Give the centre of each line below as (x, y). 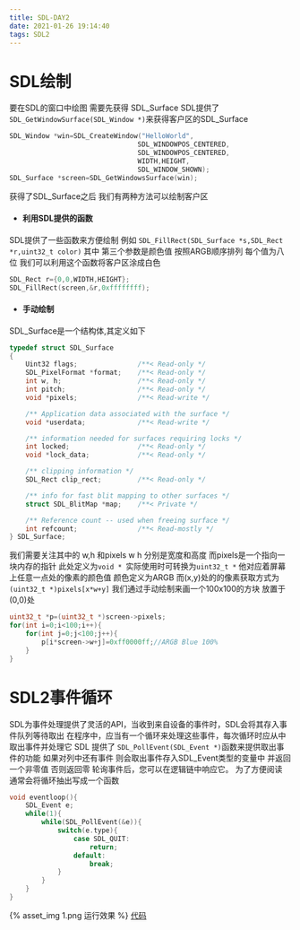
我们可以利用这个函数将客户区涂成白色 (90, 262)
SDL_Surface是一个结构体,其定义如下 (77, 330)
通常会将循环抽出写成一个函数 (64, 780)
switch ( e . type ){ (87, 830)
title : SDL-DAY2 (39, 17)
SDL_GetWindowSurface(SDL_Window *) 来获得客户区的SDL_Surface (129, 119)
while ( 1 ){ (44, 814)
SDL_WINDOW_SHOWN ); (174, 169)
